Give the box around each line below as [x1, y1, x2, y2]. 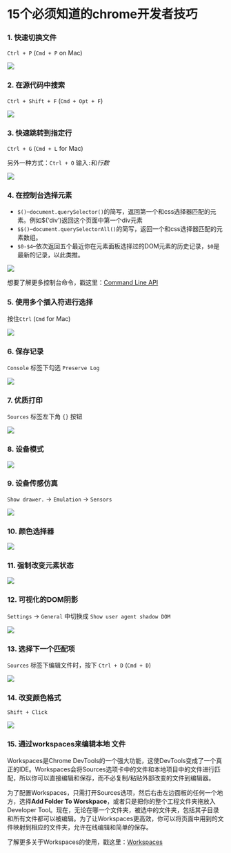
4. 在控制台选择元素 [7, 191, 72, 200]
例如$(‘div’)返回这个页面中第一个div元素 [29, 216, 143, 225]
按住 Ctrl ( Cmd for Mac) [7, 314, 71, 322]
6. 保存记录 [7, 347, 44, 356]
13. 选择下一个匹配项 [7, 644, 75, 654]
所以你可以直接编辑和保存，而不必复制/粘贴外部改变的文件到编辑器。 [19, 773, 215, 782]
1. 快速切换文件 [7, 33, 57, 42]
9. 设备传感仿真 [7, 479, 59, 488]
